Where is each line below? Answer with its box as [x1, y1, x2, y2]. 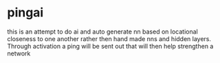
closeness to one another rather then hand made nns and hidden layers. [7, 34, 212, 42]
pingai [7, 5, 44, 21]
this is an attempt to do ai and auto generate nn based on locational [7, 27, 198, 36]
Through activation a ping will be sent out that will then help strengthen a [7, 42, 214, 50]
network [7, 49, 31, 58]
